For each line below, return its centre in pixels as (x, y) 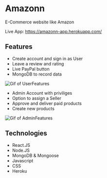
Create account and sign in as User (47, 59)
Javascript (23, 160)
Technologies (26, 133)
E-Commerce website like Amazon (40, 22)
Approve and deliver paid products (47, 103)
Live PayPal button (31, 69)
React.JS (21, 145)
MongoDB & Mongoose (36, 155)
